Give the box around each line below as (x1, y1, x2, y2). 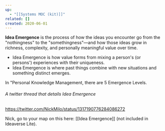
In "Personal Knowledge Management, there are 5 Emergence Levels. (5, 80, 147, 86)
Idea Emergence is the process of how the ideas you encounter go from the (5, 34, 161, 40)
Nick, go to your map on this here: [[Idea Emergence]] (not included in (5, 116, 149, 122)
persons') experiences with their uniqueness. (12, 60, 105, 65)
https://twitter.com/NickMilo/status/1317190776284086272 (5, 106, 125, 112)
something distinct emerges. (12, 70, 71, 76)
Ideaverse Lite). (5, 121, 37, 127)
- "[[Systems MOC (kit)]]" (9, 12, 65, 17)
